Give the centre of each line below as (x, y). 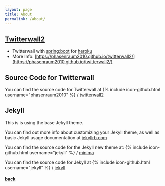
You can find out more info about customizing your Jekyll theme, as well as (82, 132)
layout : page (19, 10)
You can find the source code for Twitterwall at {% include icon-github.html (83, 90)
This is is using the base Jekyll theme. (44, 122)
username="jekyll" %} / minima (62, 152)
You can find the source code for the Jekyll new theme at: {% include (77, 147)
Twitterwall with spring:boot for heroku (52, 51)
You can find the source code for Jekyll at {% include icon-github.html (78, 162)
